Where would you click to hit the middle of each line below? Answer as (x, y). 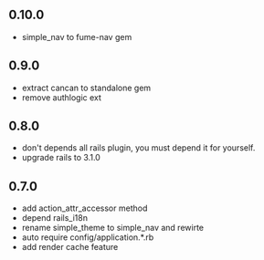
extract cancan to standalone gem (86, 88)
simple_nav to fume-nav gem (77, 36)
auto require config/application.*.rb (88, 237)
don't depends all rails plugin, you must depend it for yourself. (138, 148)
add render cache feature (70, 247)
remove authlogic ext (62, 97)
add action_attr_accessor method (84, 208)
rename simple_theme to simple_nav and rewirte (113, 228)
